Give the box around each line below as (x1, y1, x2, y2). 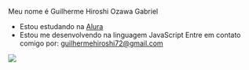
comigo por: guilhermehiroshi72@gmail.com (19, 39, 163, 48)
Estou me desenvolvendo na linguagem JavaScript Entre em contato (19, 31, 241, 39)
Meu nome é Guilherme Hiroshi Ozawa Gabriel (8, 7, 159, 16)
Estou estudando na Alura (19, 22, 104, 31)
